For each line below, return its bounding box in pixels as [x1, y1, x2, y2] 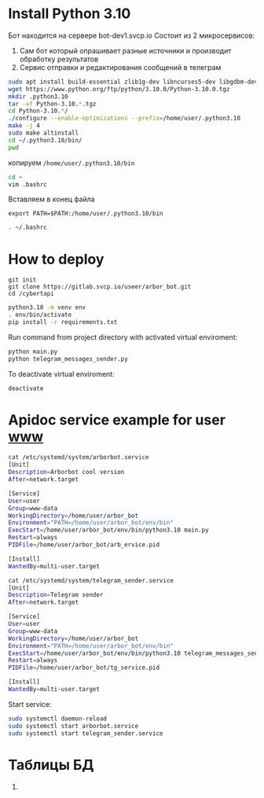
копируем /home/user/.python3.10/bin [8, 158, 135, 167]
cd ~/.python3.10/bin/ [8, 136, 82, 144]
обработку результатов [19, 54, 99, 64]
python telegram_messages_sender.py [8, 355, 128, 362]
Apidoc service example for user [8, 410, 226, 428]
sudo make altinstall [8, 129, 79, 138]
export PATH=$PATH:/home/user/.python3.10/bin [8, 210, 163, 218]
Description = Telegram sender [8, 591, 104, 599]
